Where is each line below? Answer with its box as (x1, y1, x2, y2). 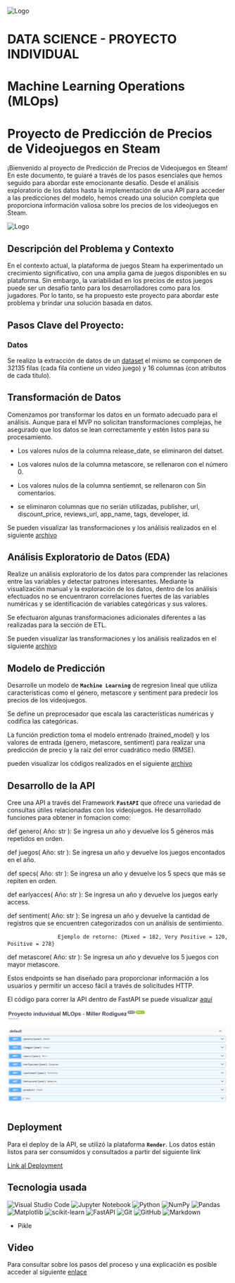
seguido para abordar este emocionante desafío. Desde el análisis (7, 179, 199, 187)
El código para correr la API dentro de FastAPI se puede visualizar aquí (7, 995, 212, 1004)
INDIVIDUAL (7, 46, 80, 63)
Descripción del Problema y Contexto (7, 243, 174, 255)
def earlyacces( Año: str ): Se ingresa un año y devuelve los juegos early (7, 890, 218, 899)
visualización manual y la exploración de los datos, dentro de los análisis (7, 585, 218, 593)
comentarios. (17, 488, 56, 497)
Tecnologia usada (7, 1182, 87, 1194)
